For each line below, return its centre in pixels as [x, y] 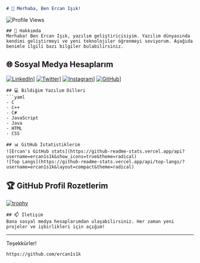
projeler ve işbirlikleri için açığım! [56, 226]
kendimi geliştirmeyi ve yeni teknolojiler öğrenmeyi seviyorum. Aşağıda [100, 41]
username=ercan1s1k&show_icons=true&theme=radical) [71, 156]
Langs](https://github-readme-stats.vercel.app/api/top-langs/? [103, 161]
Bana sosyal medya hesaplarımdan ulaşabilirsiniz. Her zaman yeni [90, 221]
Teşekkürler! [21, 243]
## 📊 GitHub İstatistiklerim [43, 145]
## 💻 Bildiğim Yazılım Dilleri [46, 90]
